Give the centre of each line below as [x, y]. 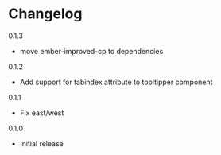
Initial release [41, 143]
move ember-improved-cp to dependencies [91, 51]
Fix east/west [42, 113]
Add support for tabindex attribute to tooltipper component [116, 82]
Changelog [45, 14]
